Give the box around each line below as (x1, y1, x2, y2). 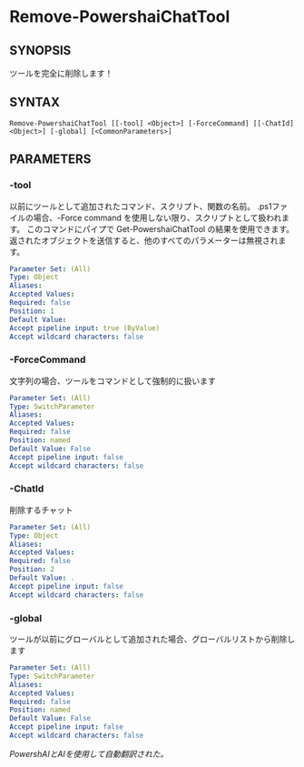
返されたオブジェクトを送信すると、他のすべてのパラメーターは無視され (9, 235, 279, 246)
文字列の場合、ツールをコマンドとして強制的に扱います (9, 375, 216, 386)
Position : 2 (9, 565, 54, 574)
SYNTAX (9, 95, 61, 110)
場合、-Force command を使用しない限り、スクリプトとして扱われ (33, 212, 282, 223)
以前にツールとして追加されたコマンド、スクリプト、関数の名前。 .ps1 (9, 200, 272, 211)
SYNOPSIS (9, 43, 72, 58)
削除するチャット (9, 504, 74, 515)
